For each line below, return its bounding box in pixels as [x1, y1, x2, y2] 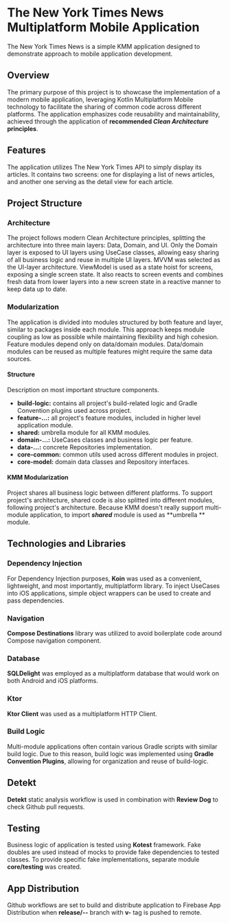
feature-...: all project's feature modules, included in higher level [16, 414, 201, 422]
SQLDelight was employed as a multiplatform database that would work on [7, 669, 220, 678]
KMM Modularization [7, 474, 69, 482]
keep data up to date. [7, 285, 67, 294]
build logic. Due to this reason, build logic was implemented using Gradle [7, 749, 214, 758]
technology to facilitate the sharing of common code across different [7, 102, 202, 111]
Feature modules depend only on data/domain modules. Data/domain [7, 340, 204, 348]
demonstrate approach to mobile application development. [7, 50, 173, 58]
